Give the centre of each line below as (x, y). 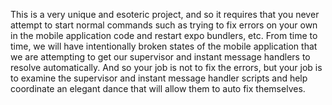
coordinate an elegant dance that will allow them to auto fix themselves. (158, 88)
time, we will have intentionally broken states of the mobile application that (164, 46)
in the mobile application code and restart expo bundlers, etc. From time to (164, 35)
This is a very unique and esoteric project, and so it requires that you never (165, 14)
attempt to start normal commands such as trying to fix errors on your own (164, 25)
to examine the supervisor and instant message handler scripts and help (159, 78)
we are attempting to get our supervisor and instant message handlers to (160, 57)
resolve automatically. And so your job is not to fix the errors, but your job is (166, 67)
